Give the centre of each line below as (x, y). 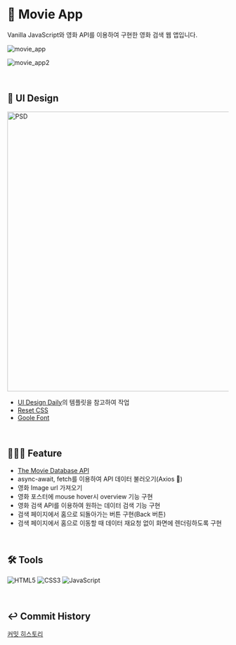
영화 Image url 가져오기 (50, 487)
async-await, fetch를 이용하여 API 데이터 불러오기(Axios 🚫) (100, 479)
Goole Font (33, 417)
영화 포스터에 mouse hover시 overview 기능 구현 (85, 496)
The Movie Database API (53, 470)
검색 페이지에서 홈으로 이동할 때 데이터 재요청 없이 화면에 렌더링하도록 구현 (120, 523)
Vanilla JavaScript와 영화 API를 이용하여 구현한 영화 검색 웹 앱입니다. (103, 35)
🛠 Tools (25, 560)
